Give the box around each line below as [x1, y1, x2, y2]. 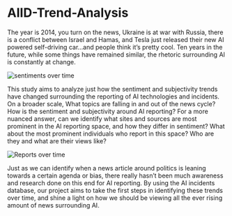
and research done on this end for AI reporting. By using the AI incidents [7, 178, 215, 187]
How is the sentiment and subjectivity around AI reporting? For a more [7, 107, 209, 115]
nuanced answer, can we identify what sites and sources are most [7, 114, 197, 123]
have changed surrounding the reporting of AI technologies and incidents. [7, 92, 219, 101]
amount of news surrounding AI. [7, 201, 100, 209]
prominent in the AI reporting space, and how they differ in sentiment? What [7, 122, 225, 130]
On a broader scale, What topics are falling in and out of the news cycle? [7, 99, 216, 108]
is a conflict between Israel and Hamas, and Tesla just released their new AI [7, 35, 224, 43]
